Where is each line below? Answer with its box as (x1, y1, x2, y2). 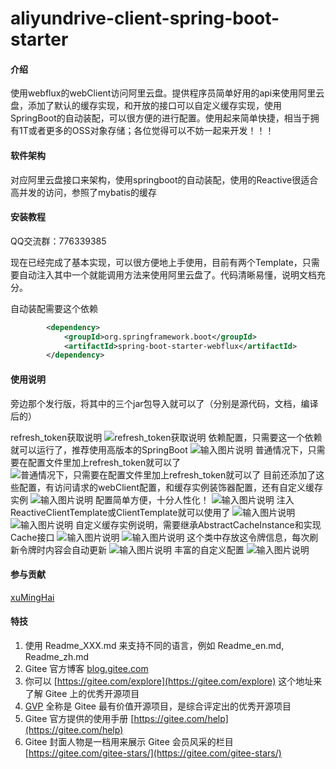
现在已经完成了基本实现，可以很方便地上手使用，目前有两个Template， (10, 256, 303, 268)
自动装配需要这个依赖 (10, 302, 98, 314)
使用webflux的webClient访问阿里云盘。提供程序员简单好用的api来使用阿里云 (10, 87, 325, 99)
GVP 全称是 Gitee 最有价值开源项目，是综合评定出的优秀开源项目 (24, 700, 292, 712)
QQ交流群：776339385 (10, 235, 107, 247)
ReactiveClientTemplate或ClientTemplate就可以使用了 (10, 506, 231, 518)
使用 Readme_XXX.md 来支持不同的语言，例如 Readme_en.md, (24, 639, 285, 651)
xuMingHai (10, 591, 55, 603)
